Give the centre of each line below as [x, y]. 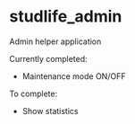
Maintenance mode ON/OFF [74, 76]
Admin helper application [55, 41]
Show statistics [50, 111]
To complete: [34, 93]
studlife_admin [66, 17]
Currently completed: [48, 58]
